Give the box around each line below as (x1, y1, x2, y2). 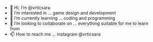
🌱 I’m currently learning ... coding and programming (9, 15, 115, 21)
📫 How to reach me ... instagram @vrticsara (9, 31, 101, 37)
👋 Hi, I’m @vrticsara (9, 5, 51, 10)
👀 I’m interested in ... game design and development (9, 10, 116, 16)
